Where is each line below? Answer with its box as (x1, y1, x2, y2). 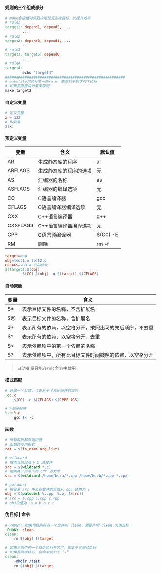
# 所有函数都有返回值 (5, 437, 42, 443)
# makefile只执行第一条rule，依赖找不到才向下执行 (5, 79, 97, 84)
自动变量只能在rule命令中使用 (17, 365, 76, 371)
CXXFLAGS (7, 222, 34, 229)
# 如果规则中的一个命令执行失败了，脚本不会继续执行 (5, 545, 96, 550)
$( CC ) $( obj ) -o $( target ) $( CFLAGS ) (22, 271, 99, 277)
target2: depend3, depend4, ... (5, 38, 71, 43)
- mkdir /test (14, 559, 40, 564)
